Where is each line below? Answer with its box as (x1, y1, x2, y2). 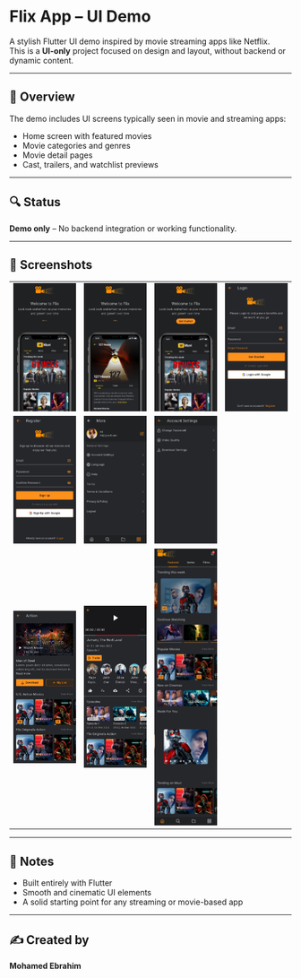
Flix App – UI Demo (9, 6, 151, 27)
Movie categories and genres (21, 140, 132, 151)
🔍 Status (9, 195, 61, 210)
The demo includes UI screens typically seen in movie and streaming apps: (9, 113, 287, 124)
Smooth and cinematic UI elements (21, 887, 152, 898)
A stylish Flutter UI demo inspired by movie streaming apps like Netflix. (9, 36, 271, 47)
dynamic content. (9, 55, 74, 65)
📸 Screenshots (9, 257, 93, 273)
